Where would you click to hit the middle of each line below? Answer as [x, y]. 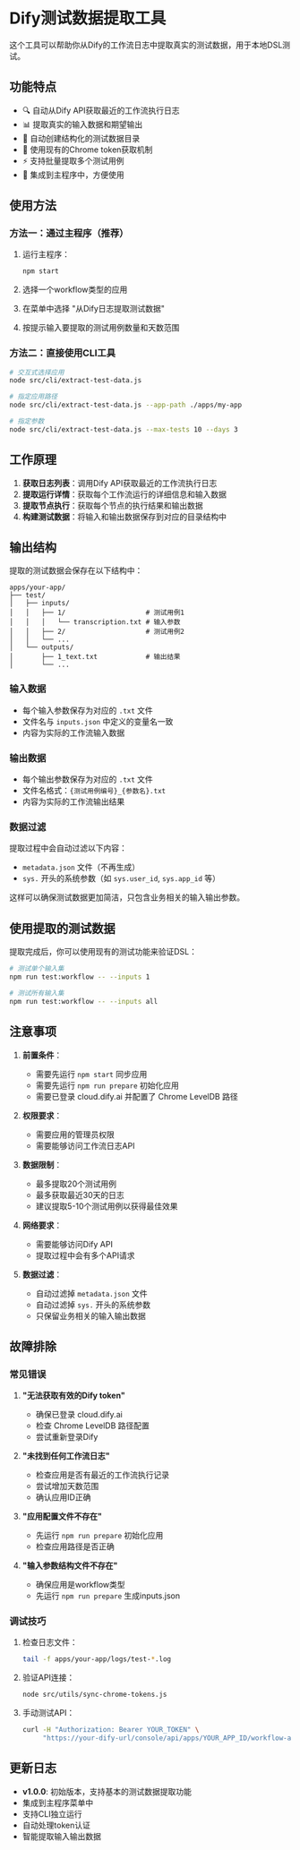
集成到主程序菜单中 [58, 1803]
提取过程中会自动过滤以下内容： [68, 848]
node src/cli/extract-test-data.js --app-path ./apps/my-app [126, 405]
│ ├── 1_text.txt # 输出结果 [95, 657]
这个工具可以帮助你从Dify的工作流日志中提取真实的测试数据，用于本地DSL [146, 45]
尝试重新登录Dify [67, 1437]
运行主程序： [46, 254]
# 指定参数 [27, 422]
